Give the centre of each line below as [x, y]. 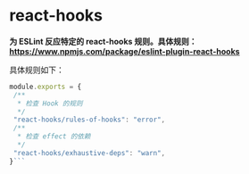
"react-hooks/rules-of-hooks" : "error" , [89, 120]
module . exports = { [46, 87]
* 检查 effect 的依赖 [54, 137]
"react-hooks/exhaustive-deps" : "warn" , [89, 153]
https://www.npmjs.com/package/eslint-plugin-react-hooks [124, 51]
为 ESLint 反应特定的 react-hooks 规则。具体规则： [103, 41]
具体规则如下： [37, 70]
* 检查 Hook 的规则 [50, 104]
